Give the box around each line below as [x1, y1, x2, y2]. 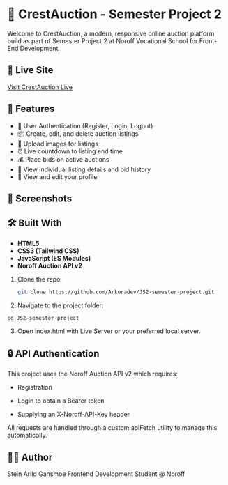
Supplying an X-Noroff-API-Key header [17, 410, 130, 419]
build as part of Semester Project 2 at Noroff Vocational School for [7, 36, 198, 45]
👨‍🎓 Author [7, 451, 53, 463]
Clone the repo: [17, 275, 63, 283]
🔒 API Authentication [7, 348, 100, 360]
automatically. [7, 431, 47, 440]
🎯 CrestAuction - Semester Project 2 [7, 6, 222, 22]
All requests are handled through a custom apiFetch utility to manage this [7, 424, 218, 432]
